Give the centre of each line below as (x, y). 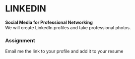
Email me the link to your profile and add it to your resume (64, 51)
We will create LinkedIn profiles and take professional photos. (68, 27)
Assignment (20, 40)
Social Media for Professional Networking (49, 22)
